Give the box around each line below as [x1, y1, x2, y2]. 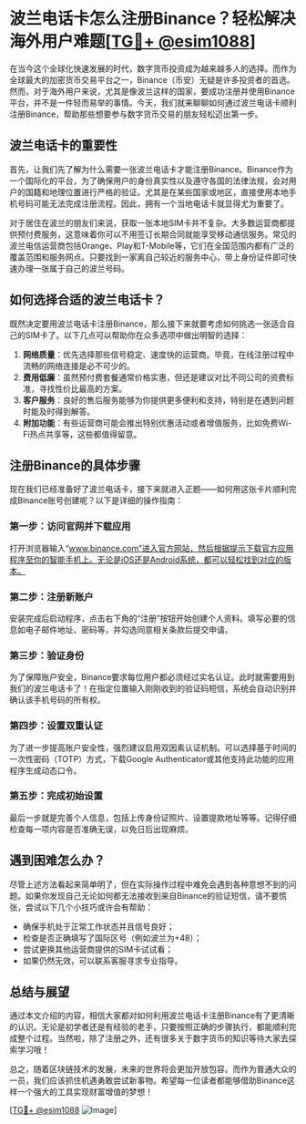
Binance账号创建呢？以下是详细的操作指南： [16, 495, 184, 506]
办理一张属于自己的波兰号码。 [16, 263, 129, 273]
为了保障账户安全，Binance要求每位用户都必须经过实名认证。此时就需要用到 [9, 672, 296, 683]
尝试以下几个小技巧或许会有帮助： [25, 902, 153, 913]
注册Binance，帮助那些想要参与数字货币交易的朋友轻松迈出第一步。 [9, 108, 264, 119]
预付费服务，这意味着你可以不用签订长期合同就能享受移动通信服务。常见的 [16, 229, 297, 240]
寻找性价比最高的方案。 [38, 383, 127, 394]
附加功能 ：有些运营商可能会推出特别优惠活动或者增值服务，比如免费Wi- [22, 417, 292, 428]
